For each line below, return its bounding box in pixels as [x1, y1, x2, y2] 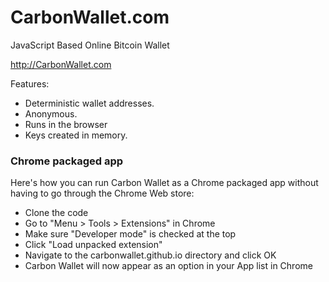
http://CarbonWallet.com [10, 58, 112, 70]
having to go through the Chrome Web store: [10, 187, 195, 200]
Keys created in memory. [24, 129, 128, 141]
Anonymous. [24, 107, 78, 120]
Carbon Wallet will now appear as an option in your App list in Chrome [24, 260, 313, 272]
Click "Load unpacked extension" [24, 239, 163, 251]
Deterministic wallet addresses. [24, 97, 155, 109]
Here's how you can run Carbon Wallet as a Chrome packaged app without [10, 177, 319, 189]
